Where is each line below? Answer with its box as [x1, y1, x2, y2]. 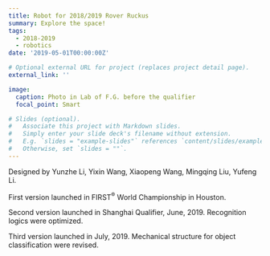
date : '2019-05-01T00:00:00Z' [8, 49, 110, 57]
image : [8, 85, 31, 93]
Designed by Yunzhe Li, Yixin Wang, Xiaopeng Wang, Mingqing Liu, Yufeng [8, 166, 257, 177]
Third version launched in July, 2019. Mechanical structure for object [8, 232, 236, 242]
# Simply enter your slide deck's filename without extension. [8, 130, 231, 138]
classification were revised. [8, 240, 99, 250]
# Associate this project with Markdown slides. [8, 122, 182, 131]
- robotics [15, 42, 52, 50]
